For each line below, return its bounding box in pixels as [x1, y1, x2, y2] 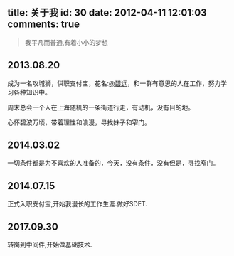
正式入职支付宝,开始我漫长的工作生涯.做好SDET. [7, 200, 148, 208]
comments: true [7, 18, 80, 31]
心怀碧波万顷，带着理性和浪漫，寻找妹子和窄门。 [7, 118, 151, 127]
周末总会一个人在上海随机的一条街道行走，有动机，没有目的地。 [7, 102, 194, 112]
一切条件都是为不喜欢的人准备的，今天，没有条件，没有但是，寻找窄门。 [7, 159, 219, 167]
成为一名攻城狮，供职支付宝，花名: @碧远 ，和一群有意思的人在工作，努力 [7, 79, 221, 87]
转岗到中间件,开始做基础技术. [7, 240, 92, 249]
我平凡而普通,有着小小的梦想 [24, 38, 108, 46]
